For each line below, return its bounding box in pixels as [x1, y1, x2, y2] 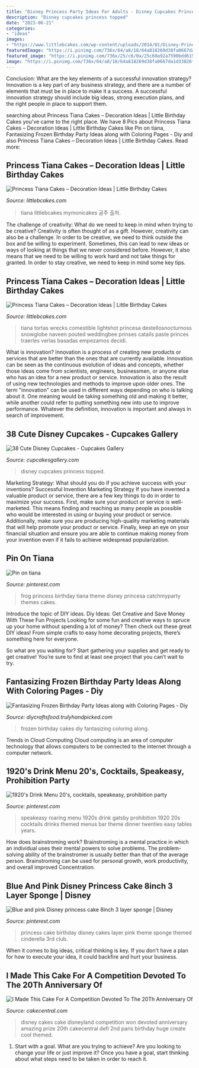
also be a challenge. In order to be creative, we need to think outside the [6, 234, 183, 241]
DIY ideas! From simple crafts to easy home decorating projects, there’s [6, 629, 181, 636]
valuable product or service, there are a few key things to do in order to [6, 492, 180, 499]
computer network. [6, 749, 53, 756]
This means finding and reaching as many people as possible [32, 504, 182, 511]
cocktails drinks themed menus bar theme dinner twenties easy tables [20, 821, 192, 828]
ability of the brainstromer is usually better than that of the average [25, 851, 188, 858]
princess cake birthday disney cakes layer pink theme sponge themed [20, 929, 192, 937]
